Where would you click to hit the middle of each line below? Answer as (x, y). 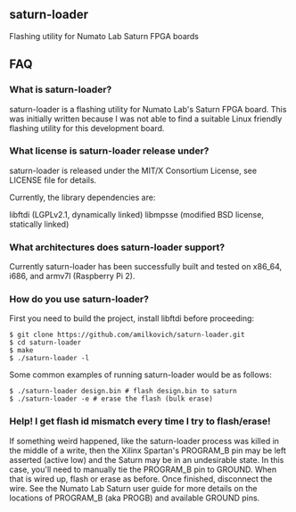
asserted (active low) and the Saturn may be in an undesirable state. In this (147, 459)
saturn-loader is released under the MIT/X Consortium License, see (133, 170)
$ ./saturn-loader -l (49, 359)
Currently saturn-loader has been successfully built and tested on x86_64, (146, 267)
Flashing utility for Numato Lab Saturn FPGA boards (104, 36)
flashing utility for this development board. (87, 128)
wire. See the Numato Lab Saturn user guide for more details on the (133, 488)
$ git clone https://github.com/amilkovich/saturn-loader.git (127, 335)
